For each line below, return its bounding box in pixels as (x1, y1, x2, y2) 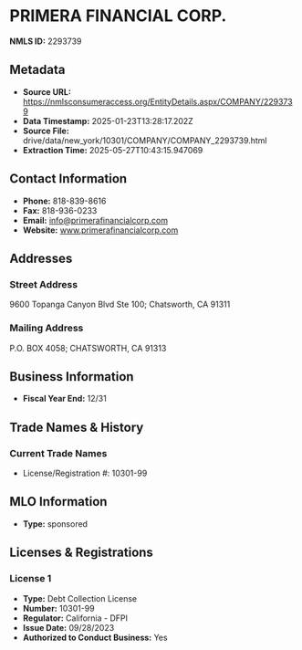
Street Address (9, 278, 78, 290)
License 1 (9, 572, 52, 585)
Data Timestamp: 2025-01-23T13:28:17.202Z (22, 115, 193, 126)
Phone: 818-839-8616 (22, 195, 107, 206)
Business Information (9, 369, 134, 384)
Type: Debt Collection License (22, 592, 138, 603)
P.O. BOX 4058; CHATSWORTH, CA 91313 (9, 342, 167, 353)
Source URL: (22, 86, 71, 97)
